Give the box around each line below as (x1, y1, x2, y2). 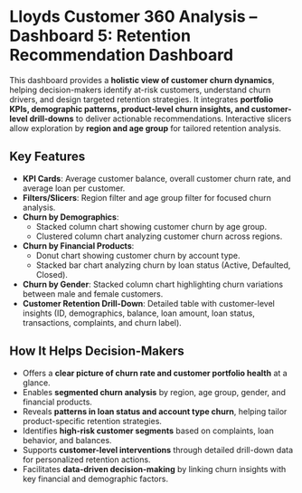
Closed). (35, 269, 68, 280)
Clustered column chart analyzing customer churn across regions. (35, 231, 283, 242)
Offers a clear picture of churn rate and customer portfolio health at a (22, 367, 288, 378)
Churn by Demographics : (22, 211, 119, 223)
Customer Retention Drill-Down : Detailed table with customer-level (22, 298, 276, 308)
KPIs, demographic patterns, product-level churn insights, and (9, 103, 250, 114)
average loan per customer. (22, 183, 126, 194)
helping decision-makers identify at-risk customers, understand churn (9, 84, 271, 95)
